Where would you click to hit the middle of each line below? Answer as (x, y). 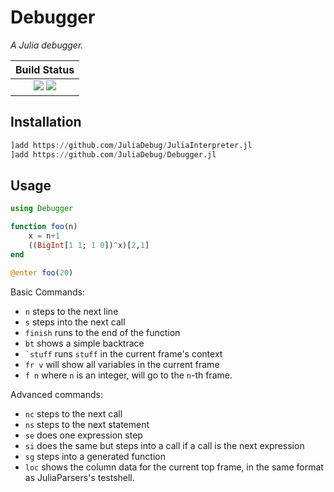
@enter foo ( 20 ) (42, 272)
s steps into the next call (75, 322)
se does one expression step (83, 435)
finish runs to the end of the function (102, 332)
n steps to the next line (71, 311)
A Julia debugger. (47, 45)
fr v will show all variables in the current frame (122, 364)
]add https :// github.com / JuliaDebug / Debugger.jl (113, 154)
